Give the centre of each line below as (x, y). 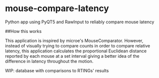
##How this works (23, 31)
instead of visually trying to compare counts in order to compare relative (78, 46)
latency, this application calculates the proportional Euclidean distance (76, 51)
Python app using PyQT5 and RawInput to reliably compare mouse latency (80, 22)
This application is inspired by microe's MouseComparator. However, (74, 40)
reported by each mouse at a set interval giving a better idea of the (72, 56)
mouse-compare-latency (57, 8)
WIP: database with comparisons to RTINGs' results (57, 70)
